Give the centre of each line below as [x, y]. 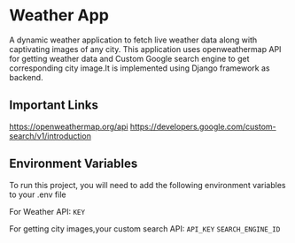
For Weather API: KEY [47, 211]
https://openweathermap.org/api [69, 126]
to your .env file [38, 194]
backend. [26, 77]
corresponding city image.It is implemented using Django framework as [140, 68]
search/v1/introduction [50, 136]
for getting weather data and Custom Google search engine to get [129, 58]
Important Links [54, 106]
